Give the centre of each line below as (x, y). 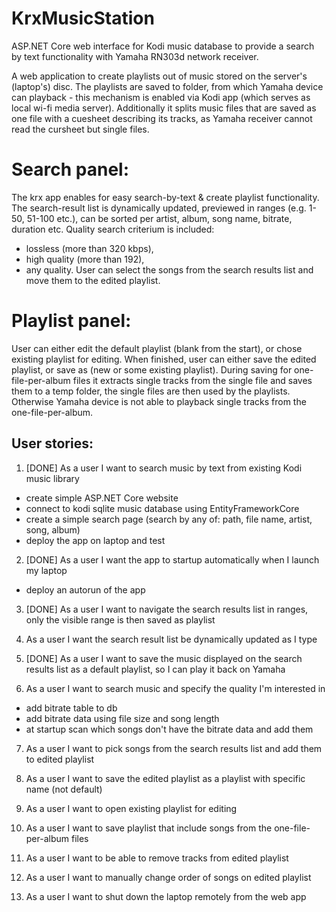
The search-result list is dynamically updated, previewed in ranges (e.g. (159, 208)
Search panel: (70, 169)
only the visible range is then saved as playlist (120, 619)
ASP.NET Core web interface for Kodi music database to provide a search (163, 46)
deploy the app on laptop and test (95, 540)
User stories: (52, 443)
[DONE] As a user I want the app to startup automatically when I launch (172, 559)
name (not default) (64, 789)
